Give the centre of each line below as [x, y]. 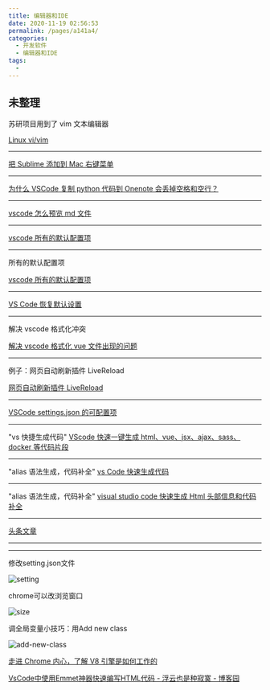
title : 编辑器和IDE [39, 16]
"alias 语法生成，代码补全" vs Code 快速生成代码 [89, 471]
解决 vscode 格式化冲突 [47, 329]
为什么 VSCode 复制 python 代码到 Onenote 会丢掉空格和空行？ [113, 188]
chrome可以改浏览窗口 [46, 595]
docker [20, 446]
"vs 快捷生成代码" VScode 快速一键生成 [74, 437]
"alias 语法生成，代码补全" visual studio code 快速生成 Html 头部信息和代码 [133, 496]
